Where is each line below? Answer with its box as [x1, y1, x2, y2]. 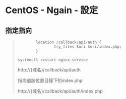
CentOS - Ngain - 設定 [5, 5, 98, 16]
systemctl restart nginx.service [17, 57, 88, 62]
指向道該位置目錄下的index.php [17, 77, 83, 83]
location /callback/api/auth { [36, 40, 102, 45]
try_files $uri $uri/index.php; [53, 44, 122, 49]
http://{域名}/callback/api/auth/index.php [17, 88, 103, 94]
